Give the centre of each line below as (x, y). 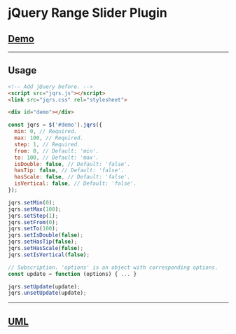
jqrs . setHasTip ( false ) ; (43, 242)
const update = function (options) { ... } (72, 274)
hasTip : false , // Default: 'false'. (69, 171)
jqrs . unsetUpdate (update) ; (47, 293)
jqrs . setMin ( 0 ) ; (32, 202)
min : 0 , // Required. (46, 132)
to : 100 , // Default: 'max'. (57, 158)
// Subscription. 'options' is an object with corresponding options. (113, 267)
